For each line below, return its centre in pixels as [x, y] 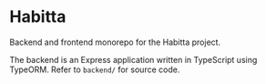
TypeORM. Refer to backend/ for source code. [95, 69]
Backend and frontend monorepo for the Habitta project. [115, 42]
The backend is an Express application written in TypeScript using [133, 59]
